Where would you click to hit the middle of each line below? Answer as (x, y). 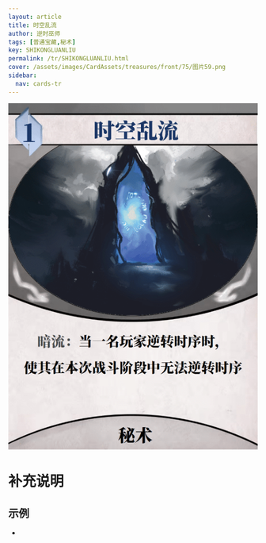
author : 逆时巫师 (34, 33)
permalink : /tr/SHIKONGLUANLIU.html (68, 59)
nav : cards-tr (38, 83)
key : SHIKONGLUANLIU (42, 50)
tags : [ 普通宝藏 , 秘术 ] (42, 42)
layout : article (35, 17)
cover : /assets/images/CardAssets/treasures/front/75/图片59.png (117, 67)
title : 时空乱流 (32, 25)
